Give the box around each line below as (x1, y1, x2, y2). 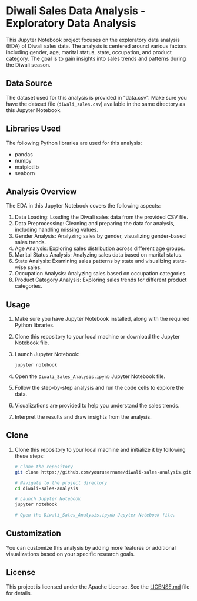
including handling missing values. (14, 226, 98, 234)
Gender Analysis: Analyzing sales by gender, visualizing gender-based (14, 232, 186, 239)
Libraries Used (6, 124, 61, 134)
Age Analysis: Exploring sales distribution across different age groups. (14, 245, 185, 252)
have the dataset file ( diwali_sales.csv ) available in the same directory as (6, 100, 186, 107)
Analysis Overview (6, 186, 77, 196)
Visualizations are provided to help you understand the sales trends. (14, 402, 180, 409)
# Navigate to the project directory (14, 480, 108, 486)
